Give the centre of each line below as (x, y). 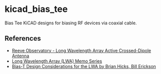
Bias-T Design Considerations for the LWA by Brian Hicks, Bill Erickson (84, 66)
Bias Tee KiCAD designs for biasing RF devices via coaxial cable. (71, 23)
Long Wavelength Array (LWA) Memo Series (57, 61)
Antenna (20, 56)
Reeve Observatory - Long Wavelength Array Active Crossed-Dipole (81, 50)
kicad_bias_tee (36, 9)
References (23, 38)
